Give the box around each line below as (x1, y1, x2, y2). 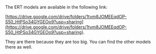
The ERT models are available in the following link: (5, 4, 108, 10)
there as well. (5, 44, 33, 50)
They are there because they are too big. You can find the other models (5, 39, 151, 45)
